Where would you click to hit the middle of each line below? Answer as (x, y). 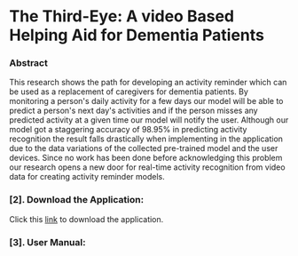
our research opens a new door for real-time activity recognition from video (147, 167)
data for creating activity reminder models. (87, 177)
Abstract (29, 63)
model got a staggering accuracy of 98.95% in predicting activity (128, 130)
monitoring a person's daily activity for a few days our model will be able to (146, 101)
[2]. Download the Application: (77, 200)
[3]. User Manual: (47, 242)
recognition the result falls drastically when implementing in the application (146, 139)
